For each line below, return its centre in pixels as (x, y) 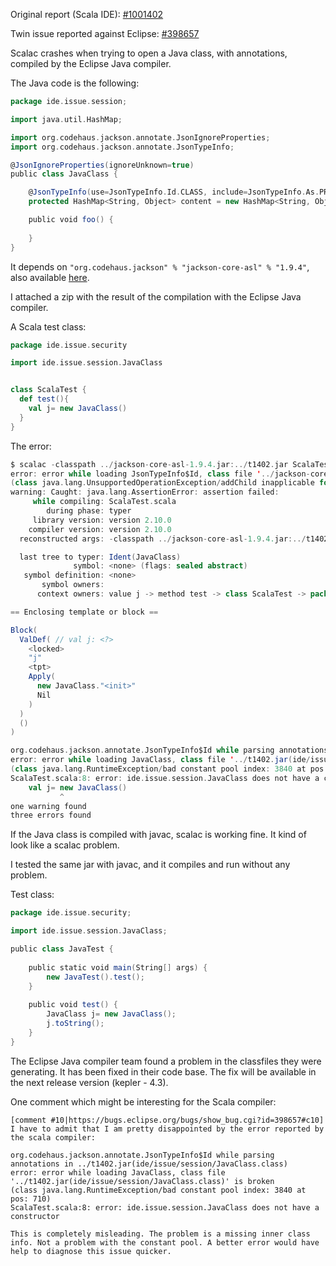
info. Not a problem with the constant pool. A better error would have (165, 1242)
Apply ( (42, 677)
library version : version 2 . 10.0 (102, 520)
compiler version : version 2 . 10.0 (100, 529)
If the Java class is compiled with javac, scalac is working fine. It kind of (158, 835)
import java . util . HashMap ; (66, 119)
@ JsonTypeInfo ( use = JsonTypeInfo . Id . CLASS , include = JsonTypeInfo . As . (174, 192)
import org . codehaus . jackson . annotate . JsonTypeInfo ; (122, 147)
